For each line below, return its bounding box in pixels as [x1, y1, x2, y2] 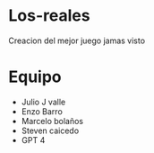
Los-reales [8, 5, 90, 26]
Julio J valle [21, 96, 66, 107]
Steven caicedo [21, 125, 80, 136]
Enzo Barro [21, 105, 64, 117]
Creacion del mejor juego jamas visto [8, 35, 145, 46]
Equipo [8, 67, 62, 87]
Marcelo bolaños [21, 115, 84, 126]
